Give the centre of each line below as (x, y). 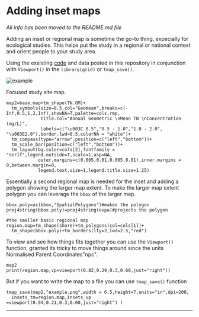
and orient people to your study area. (52, 51)
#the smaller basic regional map (47, 220)
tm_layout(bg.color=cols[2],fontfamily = (63, 149)
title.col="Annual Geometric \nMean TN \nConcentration (111, 119)
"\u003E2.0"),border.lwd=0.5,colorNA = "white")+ (69, 134)
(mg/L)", (17, 124)
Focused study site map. (36, 92)
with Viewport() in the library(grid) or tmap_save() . (70, 69)
